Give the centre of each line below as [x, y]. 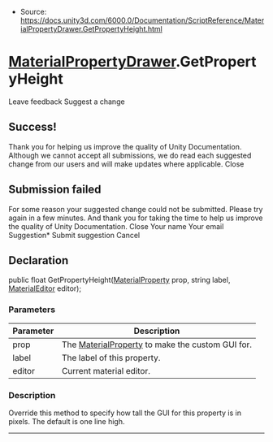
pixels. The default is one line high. [67, 421]
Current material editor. [106, 370]
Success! [32, 127]
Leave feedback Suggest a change [67, 102]
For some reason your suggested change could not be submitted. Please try [136, 209]
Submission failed [55, 190]
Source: [33, 12]
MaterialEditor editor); [45, 288]
